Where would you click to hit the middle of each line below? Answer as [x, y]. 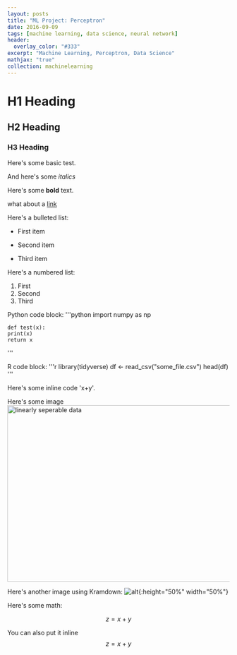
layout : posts [28, 14]
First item [31, 231]
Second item [36, 245]
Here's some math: [35, 605]
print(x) [20, 333]
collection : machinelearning [50, 66]
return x [20, 339]
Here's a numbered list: [41, 272]
